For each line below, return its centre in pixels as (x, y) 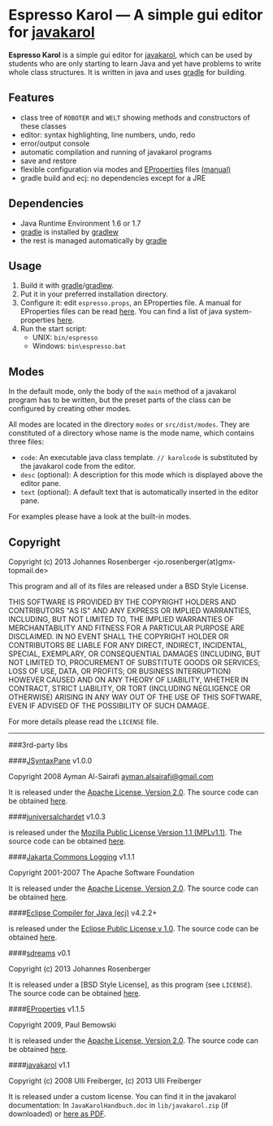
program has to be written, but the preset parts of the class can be (120, 400)
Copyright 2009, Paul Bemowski (62, 1025)
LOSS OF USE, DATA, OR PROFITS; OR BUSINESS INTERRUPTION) (120, 671)
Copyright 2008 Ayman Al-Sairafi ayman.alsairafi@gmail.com (111, 776)
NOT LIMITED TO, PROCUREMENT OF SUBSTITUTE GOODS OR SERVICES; (134, 662)
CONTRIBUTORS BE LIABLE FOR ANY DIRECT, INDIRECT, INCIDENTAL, (128, 645)
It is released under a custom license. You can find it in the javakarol (122, 1096)
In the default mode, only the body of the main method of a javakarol (123, 392)
